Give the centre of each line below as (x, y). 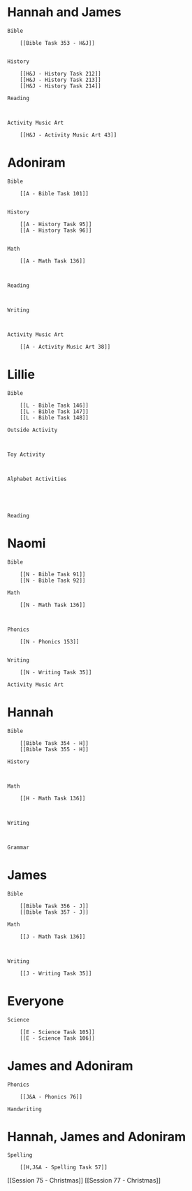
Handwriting (24, 1109)
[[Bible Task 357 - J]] (54, 912)
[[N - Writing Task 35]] (56, 672)
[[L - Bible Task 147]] (54, 411)
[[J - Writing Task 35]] (56, 973)
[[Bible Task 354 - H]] (54, 743)
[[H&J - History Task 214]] (60, 86)
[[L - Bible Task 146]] (54, 405)
